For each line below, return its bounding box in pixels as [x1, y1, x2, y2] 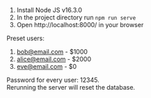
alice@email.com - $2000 [16, 55, 92, 63]
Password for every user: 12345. [6, 76, 100, 84]
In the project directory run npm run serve [16, 13, 136, 22]
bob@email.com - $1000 [16, 48, 88, 56]
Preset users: [6, 34, 45, 42]
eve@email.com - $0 [16, 63, 77, 70]
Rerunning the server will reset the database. [6, 83, 136, 91]
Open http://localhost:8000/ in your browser [16, 21, 144, 28]
